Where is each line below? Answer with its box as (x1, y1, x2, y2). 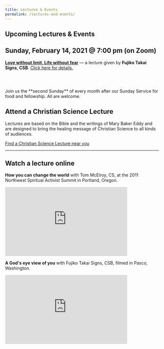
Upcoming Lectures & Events (5, 30, 95, 38)
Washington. (5, 265, 31, 271)
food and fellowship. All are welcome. (5, 93, 81, 99)
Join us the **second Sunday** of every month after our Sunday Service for (5, 88, 159, 94)
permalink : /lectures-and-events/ (5, 12, 76, 17)
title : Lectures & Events (5, 7, 58, 12)
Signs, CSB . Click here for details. (5, 65, 73, 71)
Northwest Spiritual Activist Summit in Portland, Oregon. (5, 177, 118, 183)
